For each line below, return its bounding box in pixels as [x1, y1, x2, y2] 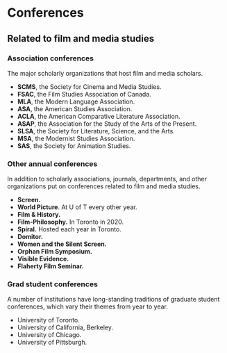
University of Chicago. [17, 331, 82, 339]
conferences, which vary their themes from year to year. [7, 302, 169, 311]
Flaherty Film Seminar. [17, 262, 85, 270]
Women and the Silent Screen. [17, 240, 107, 248]
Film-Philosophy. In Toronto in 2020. [17, 217, 124, 227]
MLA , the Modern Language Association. [17, 97, 135, 106]
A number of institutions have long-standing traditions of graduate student [7, 295, 220, 304]
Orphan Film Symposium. [17, 247, 92, 256]
